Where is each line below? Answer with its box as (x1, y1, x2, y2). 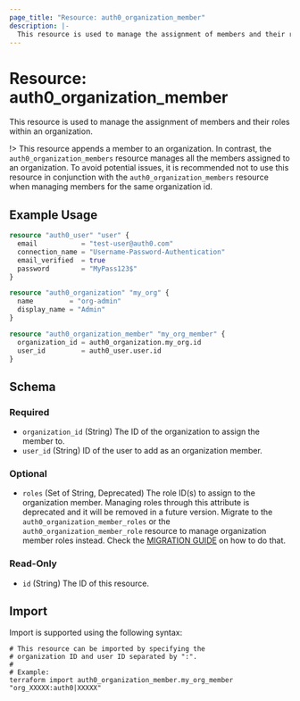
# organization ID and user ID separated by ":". (9, 653, 198, 662)
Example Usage (9, 207, 98, 222)
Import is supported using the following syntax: (9, 627, 183, 638)
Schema (9, 379, 56, 394)
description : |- (9, 21, 70, 30)
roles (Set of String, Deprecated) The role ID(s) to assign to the (21, 488, 256, 498)
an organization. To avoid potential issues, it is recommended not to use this (9, 163, 289, 173)
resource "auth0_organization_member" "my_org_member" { (9, 330, 226, 338)
